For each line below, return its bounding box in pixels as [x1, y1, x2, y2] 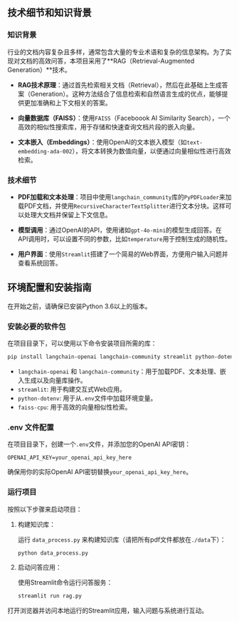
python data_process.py [17, 549, 89, 557]
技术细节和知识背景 [7, 6, 92, 19]
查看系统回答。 [17, 258, 62, 267]
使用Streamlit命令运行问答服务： [17, 578, 113, 587]
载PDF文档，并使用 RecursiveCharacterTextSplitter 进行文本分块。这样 [17, 201, 225, 210]
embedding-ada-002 [17, 148, 73, 155]
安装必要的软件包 [7, 321, 66, 331]
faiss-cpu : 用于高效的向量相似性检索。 [17, 403, 132, 411]
